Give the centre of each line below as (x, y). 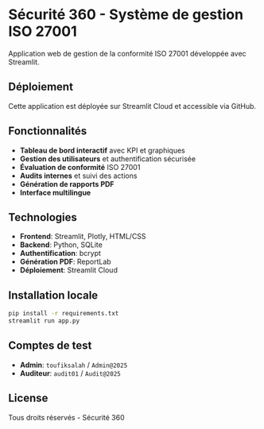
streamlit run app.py (44, 321)
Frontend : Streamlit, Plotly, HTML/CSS (83, 237)
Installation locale (53, 295)
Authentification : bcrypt (60, 253)
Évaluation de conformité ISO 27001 (80, 167)
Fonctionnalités (48, 131)
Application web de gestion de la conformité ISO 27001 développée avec (127, 53)
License (28, 398)
